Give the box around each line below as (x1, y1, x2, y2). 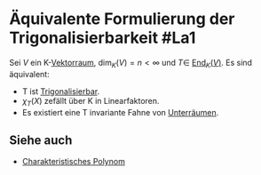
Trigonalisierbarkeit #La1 (9, 28, 196, 48)
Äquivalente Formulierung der (9, 9, 235, 29)
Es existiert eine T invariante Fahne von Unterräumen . (21, 107, 219, 117)
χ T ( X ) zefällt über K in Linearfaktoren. (21, 95, 160, 108)
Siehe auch (9, 132, 73, 147)
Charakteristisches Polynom (21, 156, 126, 167)
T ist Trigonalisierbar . (21, 85, 100, 97)
